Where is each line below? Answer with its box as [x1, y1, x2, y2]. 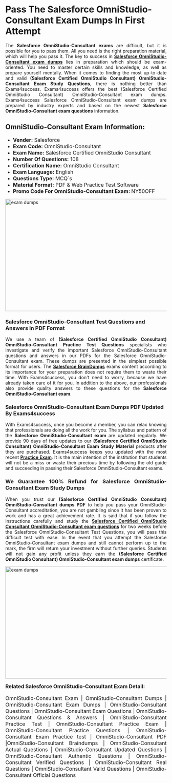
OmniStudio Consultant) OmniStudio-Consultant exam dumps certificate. [5, 556, 164, 562]
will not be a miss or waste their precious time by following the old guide [5, 460, 167, 466]
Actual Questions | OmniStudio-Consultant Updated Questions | [5, 746, 167, 753]
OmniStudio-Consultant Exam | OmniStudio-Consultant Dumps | [5, 694, 167, 701]
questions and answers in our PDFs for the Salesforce [5, 353, 137, 359]
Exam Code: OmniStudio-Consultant [12, 143, 101, 150]
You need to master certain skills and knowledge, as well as [27, 64, 167, 70]
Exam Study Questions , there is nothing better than [34, 81, 167, 87]
